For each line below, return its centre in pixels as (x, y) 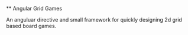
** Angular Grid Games (34, 8)
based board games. (31, 26)
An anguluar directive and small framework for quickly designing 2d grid (94, 20)
